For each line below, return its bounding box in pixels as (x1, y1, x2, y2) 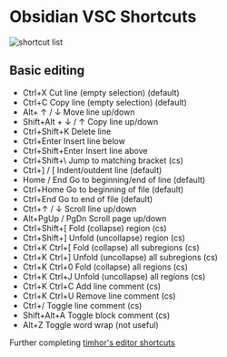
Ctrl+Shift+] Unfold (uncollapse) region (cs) (22, 232, 186, 243)
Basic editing (9, 63, 85, 78)
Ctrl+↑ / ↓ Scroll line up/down (22, 203, 137, 214)
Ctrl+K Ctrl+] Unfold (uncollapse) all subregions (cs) (22, 251, 218, 262)
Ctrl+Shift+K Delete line (22, 126, 112, 137)
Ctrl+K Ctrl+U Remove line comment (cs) (22, 290, 176, 301)
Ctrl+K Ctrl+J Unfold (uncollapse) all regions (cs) (22, 270, 206, 281)
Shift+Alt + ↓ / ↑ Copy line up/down (22, 116, 159, 127)
